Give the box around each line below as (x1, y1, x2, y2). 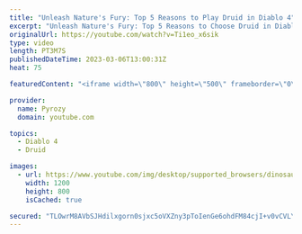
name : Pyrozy (17, 104, 67, 113)
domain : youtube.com (17, 112, 94, 121)
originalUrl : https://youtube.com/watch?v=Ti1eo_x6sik (9, 30, 219, 39)
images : (9, 162, 39, 171)
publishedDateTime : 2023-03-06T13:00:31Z (9, 55, 167, 64)
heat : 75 (9, 64, 42, 73)
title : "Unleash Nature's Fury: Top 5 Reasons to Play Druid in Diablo (9, 13, 283, 22)
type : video (9, 38, 54, 48)
